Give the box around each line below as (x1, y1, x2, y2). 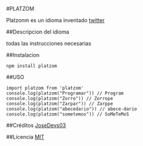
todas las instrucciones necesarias (6, 40, 91, 47)
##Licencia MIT (6, 133, 45, 140)
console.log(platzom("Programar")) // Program (6, 90, 124, 96)
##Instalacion (6, 51, 40, 59)
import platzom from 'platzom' (6, 85, 84, 91)
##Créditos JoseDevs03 (6, 122, 66, 129)
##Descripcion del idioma (6, 28, 70, 35)
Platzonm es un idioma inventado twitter (6, 17, 105, 23)
